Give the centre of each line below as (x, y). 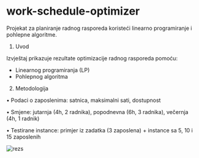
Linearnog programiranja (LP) (52, 70)
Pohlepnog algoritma (42, 76)
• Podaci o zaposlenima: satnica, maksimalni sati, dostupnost (84, 100)
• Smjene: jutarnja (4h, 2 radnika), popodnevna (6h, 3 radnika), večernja (97, 112)
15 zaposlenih (24, 137)
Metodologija (32, 88)
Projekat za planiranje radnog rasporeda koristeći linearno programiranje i (99, 28)
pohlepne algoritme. (32, 34)
